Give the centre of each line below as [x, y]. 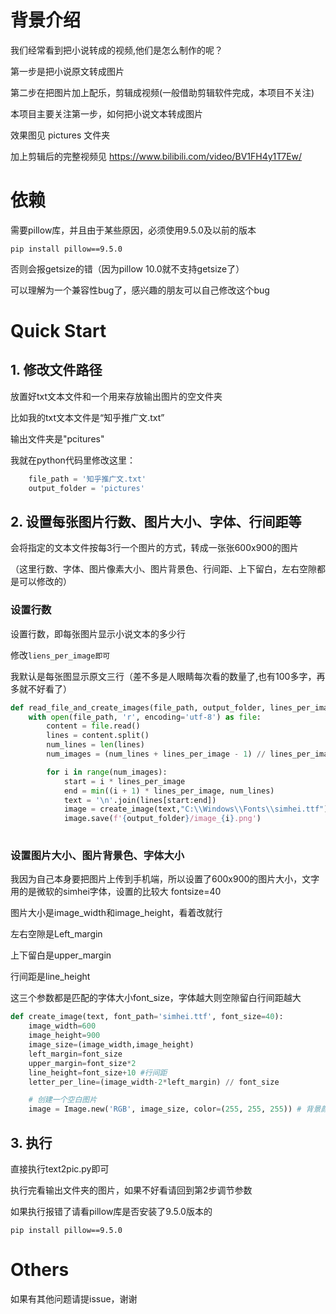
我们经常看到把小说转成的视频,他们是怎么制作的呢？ [117, 50]
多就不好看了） [41, 688]
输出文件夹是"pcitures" [57, 438]
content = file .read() [93, 726]
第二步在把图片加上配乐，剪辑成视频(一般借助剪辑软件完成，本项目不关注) [162, 92]
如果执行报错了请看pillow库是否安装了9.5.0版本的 [111, 1211]
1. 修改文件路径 [56, 370]
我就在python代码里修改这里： [73, 460]
